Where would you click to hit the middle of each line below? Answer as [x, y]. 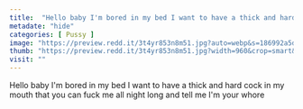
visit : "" [28, 59]
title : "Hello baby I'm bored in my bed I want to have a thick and [143, 18]
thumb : [22, 51]
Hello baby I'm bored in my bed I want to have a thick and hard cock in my [147, 85]
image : [22, 43]
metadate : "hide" [42, 26]
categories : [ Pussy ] [52, 34]
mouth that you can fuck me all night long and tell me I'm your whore [137, 95]
